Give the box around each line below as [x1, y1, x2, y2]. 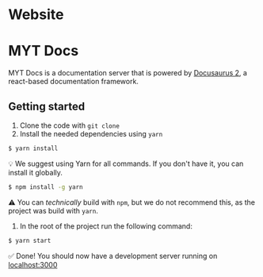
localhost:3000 [8, 260, 58, 269]
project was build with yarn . [8, 206, 99, 215]
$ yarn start [8, 237, 51, 244]
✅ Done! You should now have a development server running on [8, 251, 218, 260]
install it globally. [8, 167, 63, 177]
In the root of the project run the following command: [19, 221, 192, 231]
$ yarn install [8, 144, 59, 152]
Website [8, 6, 64, 24]
